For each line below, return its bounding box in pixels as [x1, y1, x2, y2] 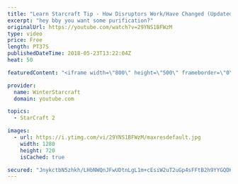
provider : [7, 82, 37, 89]
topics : [7, 108, 30, 115]
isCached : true [20, 154, 65, 161]
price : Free [7, 37, 42, 44]
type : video [7, 30, 42, 38]
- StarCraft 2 [13, 115, 55, 122]
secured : [7, 166, 33, 173]
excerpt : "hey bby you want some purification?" [7, 17, 154, 24]
